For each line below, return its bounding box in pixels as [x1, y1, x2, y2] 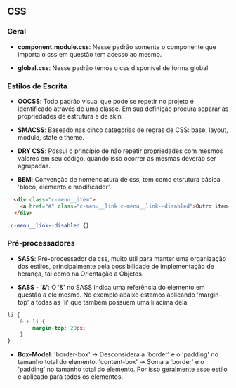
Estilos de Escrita [7, 81, 68, 91]
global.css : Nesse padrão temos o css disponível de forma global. [17, 63, 211, 72]
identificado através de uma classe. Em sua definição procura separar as [17, 105, 229, 113]
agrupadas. [17, 161, 51, 170]
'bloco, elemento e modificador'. [17, 182, 112, 191]
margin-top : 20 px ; [32, 324, 86, 332]
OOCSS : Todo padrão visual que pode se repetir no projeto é [17, 97, 195, 105]
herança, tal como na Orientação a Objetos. [17, 269, 144, 278]
